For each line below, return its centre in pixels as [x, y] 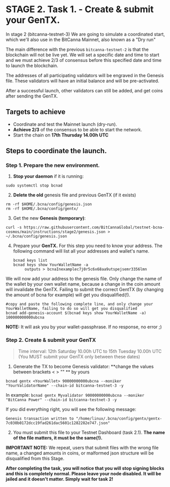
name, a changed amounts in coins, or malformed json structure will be [80, 453]
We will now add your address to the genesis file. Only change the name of [84, 279]
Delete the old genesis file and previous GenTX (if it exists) [74, 195]
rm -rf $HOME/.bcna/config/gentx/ [42, 209]
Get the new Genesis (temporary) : [49, 218]
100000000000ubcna [25, 318]
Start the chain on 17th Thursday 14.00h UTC [61, 135]
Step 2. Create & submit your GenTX [51, 340]
